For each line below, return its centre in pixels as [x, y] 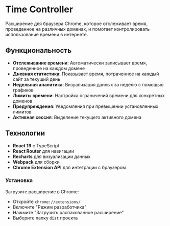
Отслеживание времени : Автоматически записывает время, [80, 63]
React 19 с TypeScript [36, 145]
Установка [19, 180]
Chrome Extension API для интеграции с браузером [69, 167]
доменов [22, 101]
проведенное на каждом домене [49, 68]
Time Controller [39, 9]
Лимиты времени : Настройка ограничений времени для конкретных [89, 95]
